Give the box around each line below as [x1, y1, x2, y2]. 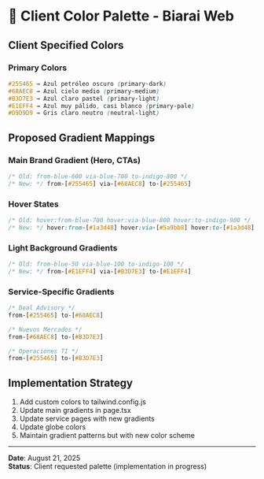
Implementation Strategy [8, 376, 134, 389]
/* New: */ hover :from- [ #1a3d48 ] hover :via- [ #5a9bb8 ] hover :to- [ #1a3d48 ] [8, 224, 255, 232]
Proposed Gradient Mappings [8, 131, 156, 144]
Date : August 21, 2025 [8, 453, 81, 463]
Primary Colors [8, 62, 68, 73]
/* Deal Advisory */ [8, 304, 76, 312]
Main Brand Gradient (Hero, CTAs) [8, 154, 141, 165]
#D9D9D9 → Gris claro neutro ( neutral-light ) [8, 110, 159, 117]
